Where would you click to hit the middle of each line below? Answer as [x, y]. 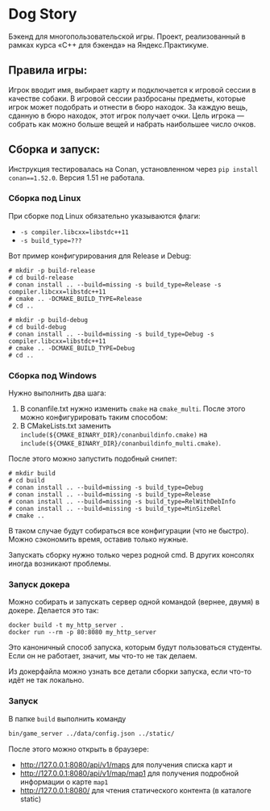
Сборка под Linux [45, 199]
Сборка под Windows [52, 375]
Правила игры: [48, 71]
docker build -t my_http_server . [66, 625]
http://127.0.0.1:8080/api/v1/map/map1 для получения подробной [129, 773]
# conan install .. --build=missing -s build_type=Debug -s [112, 334]
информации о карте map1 [64, 782]
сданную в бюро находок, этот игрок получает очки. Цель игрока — [126, 115]
